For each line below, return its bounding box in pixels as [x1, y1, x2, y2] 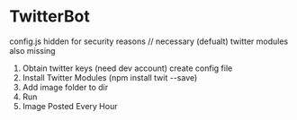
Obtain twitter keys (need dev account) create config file [22, 63, 233, 73]
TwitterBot [9, 6, 90, 27]
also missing [9, 45, 56, 56]
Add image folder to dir [22, 81, 109, 92]
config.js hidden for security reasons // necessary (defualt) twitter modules [9, 36, 289, 47]
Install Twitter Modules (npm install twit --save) [22, 72, 198, 82]
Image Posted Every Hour [22, 100, 118, 111]
